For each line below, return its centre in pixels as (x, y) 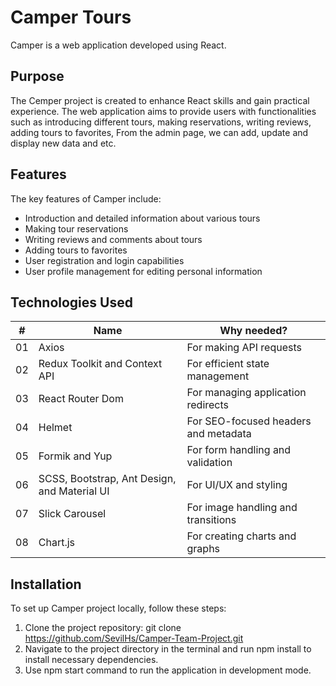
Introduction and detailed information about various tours (142, 218)
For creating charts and (241, 536)
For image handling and (242, 508)
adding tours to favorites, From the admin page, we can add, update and (159, 132)
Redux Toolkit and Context (100, 364)
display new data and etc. (63, 143)
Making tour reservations (76, 228)
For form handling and (239, 450)
